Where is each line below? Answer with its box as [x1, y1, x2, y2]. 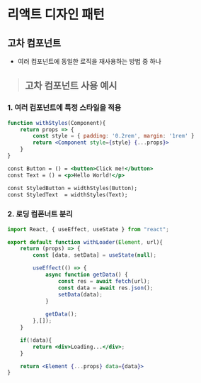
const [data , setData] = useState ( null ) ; [33, 252, 157, 259]
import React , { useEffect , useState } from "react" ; [7, 226, 170, 233]
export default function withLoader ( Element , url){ [7, 238, 163, 245]
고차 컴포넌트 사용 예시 [24, 79, 117, 92]
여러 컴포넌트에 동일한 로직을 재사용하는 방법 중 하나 [17, 57, 161, 65]
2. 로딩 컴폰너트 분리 [7, 209, 73, 219]
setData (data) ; [57, 291, 103, 298]
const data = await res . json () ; [57, 284, 154, 292]
